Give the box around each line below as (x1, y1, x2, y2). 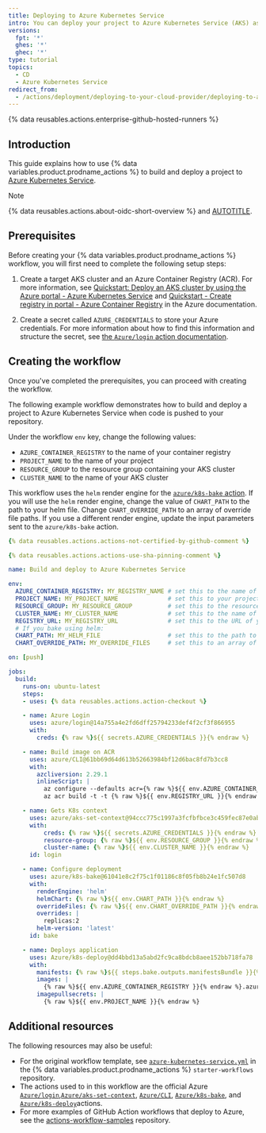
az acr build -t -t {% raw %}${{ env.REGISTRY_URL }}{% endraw (43, 792, 257, 800)
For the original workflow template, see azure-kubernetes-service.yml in (19, 1056, 256, 1066)
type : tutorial (8, 56, 59, 64)
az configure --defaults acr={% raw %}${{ (43, 785, 186, 793)
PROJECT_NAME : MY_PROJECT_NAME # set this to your (15, 595, 232, 603)
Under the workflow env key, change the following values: (8, 432, 196, 441)
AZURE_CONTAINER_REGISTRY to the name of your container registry (19, 447, 231, 457)
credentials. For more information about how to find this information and (19, 323, 255, 333)
